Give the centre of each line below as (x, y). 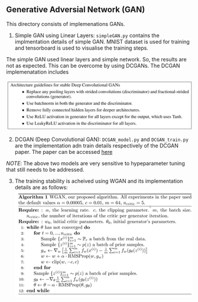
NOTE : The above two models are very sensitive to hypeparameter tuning (95, 163)
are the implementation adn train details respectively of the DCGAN (97, 146)
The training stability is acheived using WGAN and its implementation (99, 181)
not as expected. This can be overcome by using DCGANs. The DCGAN (93, 65)
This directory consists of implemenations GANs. (66, 24)
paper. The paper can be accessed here (64, 152)
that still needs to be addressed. (45, 170)
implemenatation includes (38, 72)
